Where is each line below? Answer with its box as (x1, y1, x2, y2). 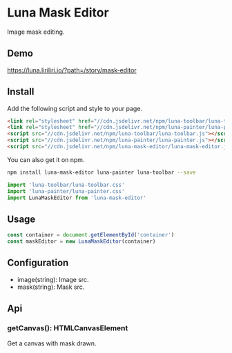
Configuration (7, 257, 69, 269)
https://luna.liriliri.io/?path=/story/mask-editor (7, 65, 137, 74)
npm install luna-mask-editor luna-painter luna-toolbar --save (7, 169, 196, 176)
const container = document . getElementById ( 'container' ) (7, 232, 175, 239)
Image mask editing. (7, 28, 65, 36)
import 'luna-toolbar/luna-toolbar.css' (7, 181, 126, 188)
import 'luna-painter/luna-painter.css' (7, 188, 126, 194)
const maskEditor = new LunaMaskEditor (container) (7, 238, 156, 245)
